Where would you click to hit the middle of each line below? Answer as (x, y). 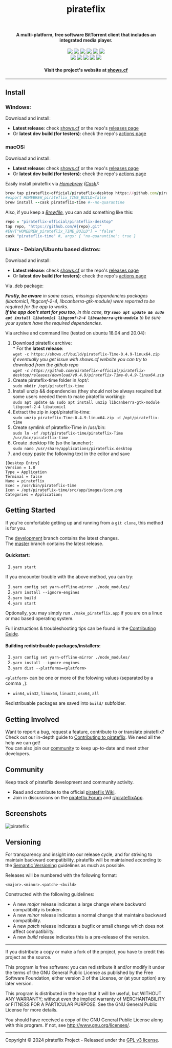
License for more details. (31, 1010)
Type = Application (26, 472)
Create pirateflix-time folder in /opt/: (51, 380)
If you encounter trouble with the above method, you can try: (70, 577)
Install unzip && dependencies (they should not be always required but (87, 391)
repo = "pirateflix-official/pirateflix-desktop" (59, 222)
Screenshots (26, 814)
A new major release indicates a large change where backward (79, 904)
